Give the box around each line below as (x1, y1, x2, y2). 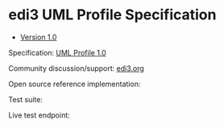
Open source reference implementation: (8, 79, 141, 89)
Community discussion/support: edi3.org (8, 63, 145, 73)
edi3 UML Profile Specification (8, 6, 217, 24)
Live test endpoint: (8, 110, 70, 120)
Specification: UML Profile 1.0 (8, 47, 106, 57)
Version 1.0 (19, 32, 57, 42)
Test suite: (8, 94, 43, 104)
